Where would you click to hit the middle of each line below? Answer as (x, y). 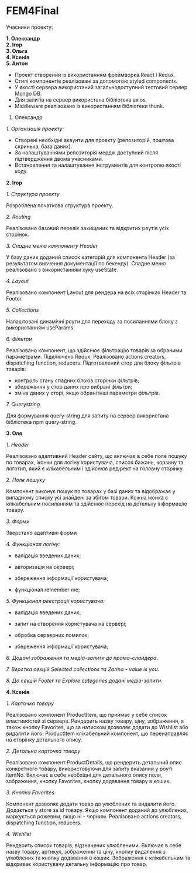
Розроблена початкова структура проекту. (60, 205)
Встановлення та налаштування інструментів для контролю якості (98, 165)
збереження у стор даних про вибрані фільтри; (73, 386)
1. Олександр (23, 38)
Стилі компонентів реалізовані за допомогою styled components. (96, 81)
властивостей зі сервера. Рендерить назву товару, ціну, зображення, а (95, 721)
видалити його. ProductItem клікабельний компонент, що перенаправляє (97, 733)
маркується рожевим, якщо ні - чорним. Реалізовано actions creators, (94, 816)
